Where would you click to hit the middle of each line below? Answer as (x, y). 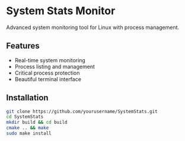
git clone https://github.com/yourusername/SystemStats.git (82, 111)
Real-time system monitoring (50, 60)
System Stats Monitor (61, 11)
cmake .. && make (28, 128)
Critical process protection (47, 73)
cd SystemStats (25, 117)
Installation (27, 98)
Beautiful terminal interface (48, 79)
